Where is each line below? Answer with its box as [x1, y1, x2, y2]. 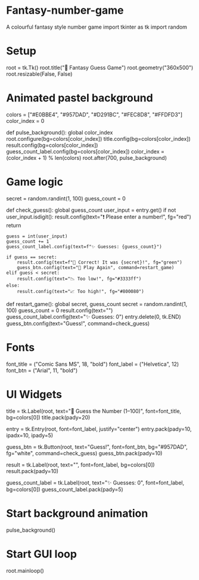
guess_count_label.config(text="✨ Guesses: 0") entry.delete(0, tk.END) [6, 313, 182, 320]
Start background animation [6, 507, 148, 520]
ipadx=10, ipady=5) [6, 431, 54, 439]
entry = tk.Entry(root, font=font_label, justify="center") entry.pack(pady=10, [6, 425, 192, 433]
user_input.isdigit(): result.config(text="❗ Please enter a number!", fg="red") [6, 213, 192, 220]
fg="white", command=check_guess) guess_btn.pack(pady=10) [6, 449, 163, 456]
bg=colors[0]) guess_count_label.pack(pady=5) [6, 486, 123, 493]
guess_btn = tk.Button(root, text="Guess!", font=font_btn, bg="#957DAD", [6, 443, 188, 451]
